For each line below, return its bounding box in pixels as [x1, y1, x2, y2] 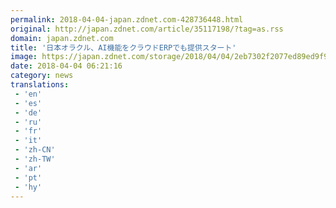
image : [10, 52, 38, 62]
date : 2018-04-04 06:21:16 [10, 61, 123, 71]
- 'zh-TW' [14, 154, 56, 164]
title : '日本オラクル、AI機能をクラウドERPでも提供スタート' [10, 42, 237, 53]
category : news [10, 71, 74, 81]
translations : [10, 80, 70, 90]
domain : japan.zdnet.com [10, 33, 114, 43]
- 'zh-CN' [14, 145, 56, 155]
